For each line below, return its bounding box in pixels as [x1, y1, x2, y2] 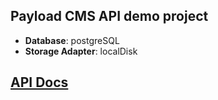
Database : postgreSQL [24, 34, 120, 46]
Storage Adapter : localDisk [24, 45, 138, 57]
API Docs [10, 74, 69, 91]
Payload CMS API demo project [10, 8, 209, 25]
